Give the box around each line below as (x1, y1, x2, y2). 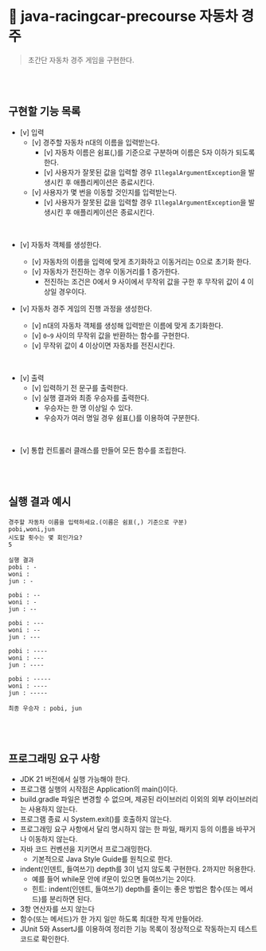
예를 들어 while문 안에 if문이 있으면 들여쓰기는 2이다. (31, 874, 196, 884)
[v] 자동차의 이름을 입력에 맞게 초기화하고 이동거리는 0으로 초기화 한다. (31, 256, 252, 266)
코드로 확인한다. (19, 934, 69, 944)
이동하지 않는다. (28, 834, 78, 844)
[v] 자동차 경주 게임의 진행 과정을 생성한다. (19, 303, 153, 313)
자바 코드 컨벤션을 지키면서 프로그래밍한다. (19, 844, 153, 854)
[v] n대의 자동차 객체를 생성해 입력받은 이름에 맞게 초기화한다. (31, 320, 224, 330)
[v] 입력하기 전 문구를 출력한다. (31, 382, 129, 392)
